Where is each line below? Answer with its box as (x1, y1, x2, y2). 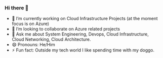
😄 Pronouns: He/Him (11, 42, 55, 48)
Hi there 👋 (4, 4, 29, 11)
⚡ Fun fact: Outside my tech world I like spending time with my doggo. (11, 47, 155, 53)
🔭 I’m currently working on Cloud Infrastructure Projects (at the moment (11, 16, 158, 22)
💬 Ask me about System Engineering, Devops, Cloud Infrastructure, (11, 31, 149, 37)
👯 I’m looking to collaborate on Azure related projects (11, 26, 121, 32)
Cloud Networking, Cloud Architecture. (11, 36, 91, 42)
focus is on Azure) (11, 21, 49, 27)
